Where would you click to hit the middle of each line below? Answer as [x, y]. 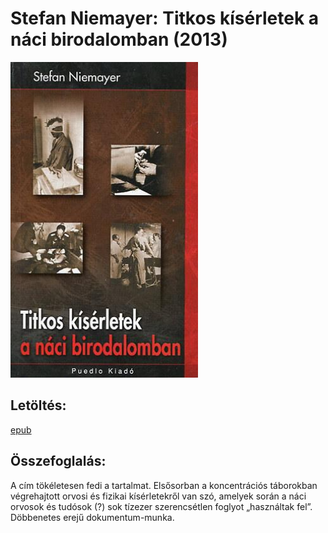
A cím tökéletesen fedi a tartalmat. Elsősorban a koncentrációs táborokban [164, 485]
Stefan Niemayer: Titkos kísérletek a [165, 18]
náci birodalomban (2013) [119, 39]
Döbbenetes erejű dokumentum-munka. [92, 517]
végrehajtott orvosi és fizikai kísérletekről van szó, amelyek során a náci [158, 496]
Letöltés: [38, 405]
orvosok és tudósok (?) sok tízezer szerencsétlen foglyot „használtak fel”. [161, 506]
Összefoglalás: [58, 461]
